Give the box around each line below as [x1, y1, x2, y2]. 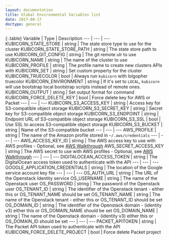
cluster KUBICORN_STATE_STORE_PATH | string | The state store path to [5, 46, 157, 52]
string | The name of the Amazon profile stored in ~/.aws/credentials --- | [5, 132, 160, 138]
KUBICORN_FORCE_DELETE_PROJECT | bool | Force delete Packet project [5, 229, 161, 235]
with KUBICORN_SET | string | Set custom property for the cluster [5, 68, 142, 74]
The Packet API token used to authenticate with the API [5, 224, 120, 230]
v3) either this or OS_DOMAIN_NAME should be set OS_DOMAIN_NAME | [5, 208, 158, 214]
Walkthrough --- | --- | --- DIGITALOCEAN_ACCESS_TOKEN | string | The [5, 154, 158, 160]
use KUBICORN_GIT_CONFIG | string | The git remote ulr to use [5, 52, 137, 58]
